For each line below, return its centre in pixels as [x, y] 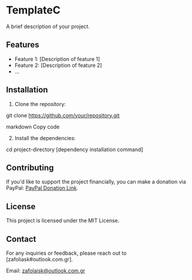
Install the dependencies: [45, 138]
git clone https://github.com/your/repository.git [63, 115]
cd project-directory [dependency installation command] [75, 149]
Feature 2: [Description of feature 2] [58, 65]
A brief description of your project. [48, 26]
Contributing [30, 168]
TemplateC [33, 10]
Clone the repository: [40, 104]
